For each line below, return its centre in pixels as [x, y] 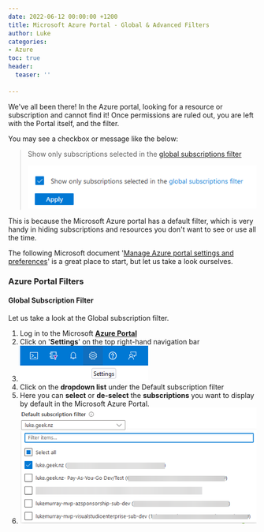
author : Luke [30, 33]
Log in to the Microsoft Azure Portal [78, 333]
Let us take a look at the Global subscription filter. [89, 318]
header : [21, 67]
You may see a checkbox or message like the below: [93, 139]
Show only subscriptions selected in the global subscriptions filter [134, 154]
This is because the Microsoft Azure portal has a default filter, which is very [131, 221]
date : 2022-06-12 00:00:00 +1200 [63, 17]
